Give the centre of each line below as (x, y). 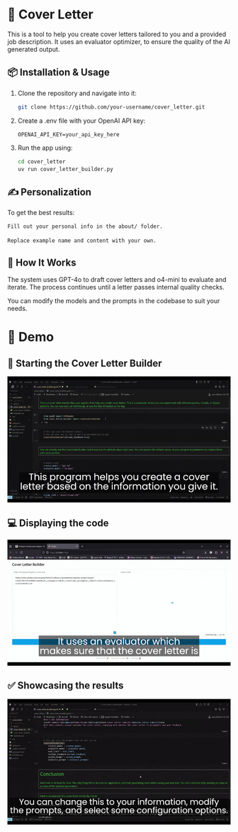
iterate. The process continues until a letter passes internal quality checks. (116, 287)
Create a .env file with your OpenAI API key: (81, 121)
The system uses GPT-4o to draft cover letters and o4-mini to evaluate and (117, 279)
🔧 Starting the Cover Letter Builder (85, 363)
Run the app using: (45, 148)
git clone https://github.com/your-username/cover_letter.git (111, 107)
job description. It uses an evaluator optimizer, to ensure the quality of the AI (119, 41)
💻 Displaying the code (58, 523)
